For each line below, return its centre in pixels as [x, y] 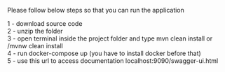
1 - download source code [45, 23]
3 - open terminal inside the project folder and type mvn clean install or [110, 38]
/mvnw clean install [35, 46]
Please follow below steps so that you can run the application [96, 10]
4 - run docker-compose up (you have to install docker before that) [104, 53]
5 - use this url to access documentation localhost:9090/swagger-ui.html [113, 61]
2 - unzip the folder [35, 31]
